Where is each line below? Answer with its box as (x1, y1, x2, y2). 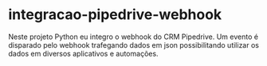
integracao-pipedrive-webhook (8, 6, 222, 24)
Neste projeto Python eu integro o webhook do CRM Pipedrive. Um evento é (8, 32, 259, 41)
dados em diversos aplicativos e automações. (8, 49, 159, 58)
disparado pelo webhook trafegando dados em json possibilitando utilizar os (8, 40, 259, 49)
